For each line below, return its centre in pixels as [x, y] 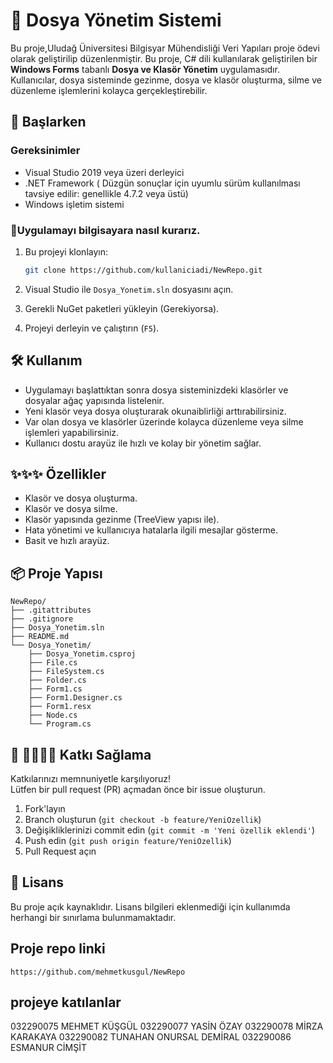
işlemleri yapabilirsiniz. [72, 432]
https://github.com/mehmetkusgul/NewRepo [98, 972]
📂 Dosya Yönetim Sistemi [116, 20]
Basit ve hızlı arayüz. [67, 541]
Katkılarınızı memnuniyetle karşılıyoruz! [91, 779]
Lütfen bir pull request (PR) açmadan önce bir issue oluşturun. [138, 790]
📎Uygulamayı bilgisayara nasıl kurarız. [105, 230]
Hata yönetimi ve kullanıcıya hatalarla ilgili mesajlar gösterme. [151, 530]
